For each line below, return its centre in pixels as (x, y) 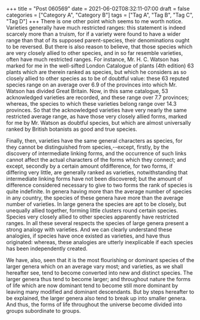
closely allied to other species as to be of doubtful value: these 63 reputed (98, 78)
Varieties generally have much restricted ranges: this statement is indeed (96, 27)
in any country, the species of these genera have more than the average (95, 198)
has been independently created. (47, 248)
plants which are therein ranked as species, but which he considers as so (96, 72)
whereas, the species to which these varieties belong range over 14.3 (92, 104)
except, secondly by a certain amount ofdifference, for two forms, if (90, 166)
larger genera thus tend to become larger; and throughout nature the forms (99, 279)
